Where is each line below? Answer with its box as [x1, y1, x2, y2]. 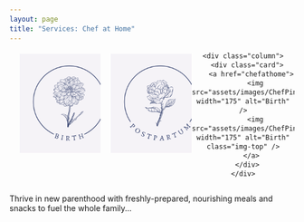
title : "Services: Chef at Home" [9, 24, 136, 34]
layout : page [9, 14, 59, 24]
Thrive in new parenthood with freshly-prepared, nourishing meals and [9, 193, 273, 204]
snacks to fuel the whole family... [9, 202, 133, 213]
